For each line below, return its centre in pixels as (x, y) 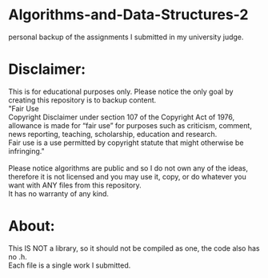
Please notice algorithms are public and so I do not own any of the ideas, (128, 168)
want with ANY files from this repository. (75, 185)
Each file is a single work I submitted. (70, 265)
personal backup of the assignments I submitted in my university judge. (126, 37)
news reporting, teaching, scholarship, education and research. (113, 134)
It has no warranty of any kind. (59, 193)
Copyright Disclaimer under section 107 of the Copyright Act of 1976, (122, 117)
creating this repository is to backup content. (82, 100)
